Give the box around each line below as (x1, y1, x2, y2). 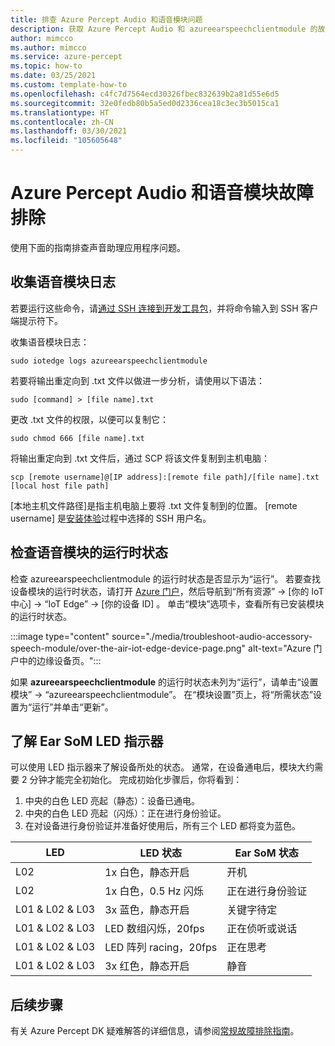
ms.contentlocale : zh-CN (10, 117, 114, 127)
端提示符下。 (10, 314, 63, 326)
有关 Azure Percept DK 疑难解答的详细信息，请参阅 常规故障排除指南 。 (10, 1025, 300, 1037)
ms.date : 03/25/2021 (10, 71, 97, 81)
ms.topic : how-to (10, 61, 83, 71)
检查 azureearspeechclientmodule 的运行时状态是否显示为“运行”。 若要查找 (10, 572, 322, 585)
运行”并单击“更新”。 (31, 701, 114, 713)
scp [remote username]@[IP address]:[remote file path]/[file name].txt (10, 472, 320, 482)
